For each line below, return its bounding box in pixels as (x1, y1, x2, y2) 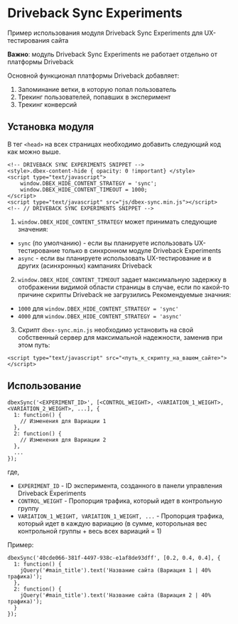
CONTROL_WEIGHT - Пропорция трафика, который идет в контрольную (17, 496, 222, 505)
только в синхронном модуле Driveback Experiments (61, 246, 222, 254)
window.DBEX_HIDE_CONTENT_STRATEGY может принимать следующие (17, 217, 217, 226)
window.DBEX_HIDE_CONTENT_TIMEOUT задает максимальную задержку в (17, 275, 227, 284)
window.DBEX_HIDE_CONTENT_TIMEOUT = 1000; (20, 186, 148, 193)
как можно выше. (7, 147, 61, 156)
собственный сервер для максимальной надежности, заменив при (17, 333, 222, 341)
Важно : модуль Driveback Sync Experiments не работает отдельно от (7, 50, 218, 58)
